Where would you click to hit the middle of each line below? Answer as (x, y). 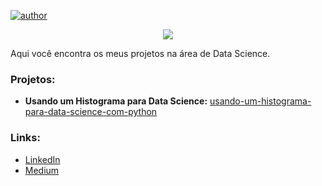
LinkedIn (42, 159)
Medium (42, 170)
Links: (25, 138)
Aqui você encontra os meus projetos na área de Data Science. (140, 53)
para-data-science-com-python (91, 112)
